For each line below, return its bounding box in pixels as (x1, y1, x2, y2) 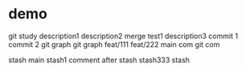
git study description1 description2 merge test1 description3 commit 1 (8, 31, 239, 41)
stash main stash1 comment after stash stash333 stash (8, 55, 191, 65)
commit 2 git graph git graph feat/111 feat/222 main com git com (8, 39, 220, 49)
